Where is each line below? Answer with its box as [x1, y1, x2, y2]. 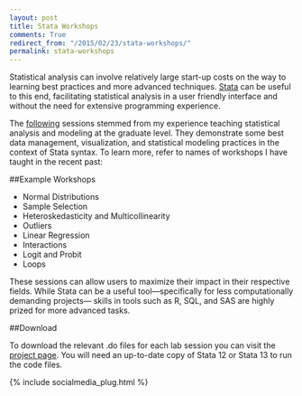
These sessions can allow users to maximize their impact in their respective [9, 277, 290, 288]
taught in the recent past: [9, 156, 104, 167]
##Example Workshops [9, 174, 96, 185]
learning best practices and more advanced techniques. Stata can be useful [9, 81, 291, 92]
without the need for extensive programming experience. [9, 100, 221, 111]
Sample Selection [22, 201, 88, 212]
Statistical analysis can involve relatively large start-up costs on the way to [9, 71, 287, 82]
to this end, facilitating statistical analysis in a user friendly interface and [9, 91, 278, 102]
